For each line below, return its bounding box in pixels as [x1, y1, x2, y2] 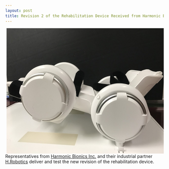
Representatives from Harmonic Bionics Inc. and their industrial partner [5, 153, 152, 159]
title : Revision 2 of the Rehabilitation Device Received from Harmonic [5, 13, 161, 19]
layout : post [5, 8, 33, 13]
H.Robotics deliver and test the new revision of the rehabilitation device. [5, 158, 154, 164]
